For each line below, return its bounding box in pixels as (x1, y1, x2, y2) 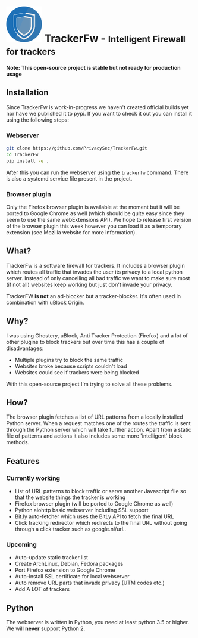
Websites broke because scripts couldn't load (14, 363, 127, 370)
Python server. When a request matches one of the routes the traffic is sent (6, 420, 191, 427)
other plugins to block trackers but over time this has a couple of (6, 338, 165, 345)
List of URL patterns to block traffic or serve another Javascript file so (14, 488, 186, 495)
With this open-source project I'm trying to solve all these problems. (6, 380, 173, 388)
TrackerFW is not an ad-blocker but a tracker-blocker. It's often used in (6, 292, 181, 299)
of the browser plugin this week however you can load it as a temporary (6, 222, 182, 230)
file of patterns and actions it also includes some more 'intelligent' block (6, 432, 183, 439)
